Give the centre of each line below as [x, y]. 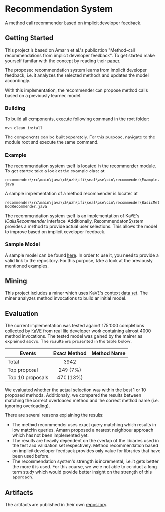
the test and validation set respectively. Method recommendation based [85, 446]
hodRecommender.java [26, 207]
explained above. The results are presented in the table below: [68, 341]
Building [15, 108]
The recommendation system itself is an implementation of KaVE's [72, 216]
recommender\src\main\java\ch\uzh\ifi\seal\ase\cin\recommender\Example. [82, 180]
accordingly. [18, 80]
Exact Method [70, 353]
